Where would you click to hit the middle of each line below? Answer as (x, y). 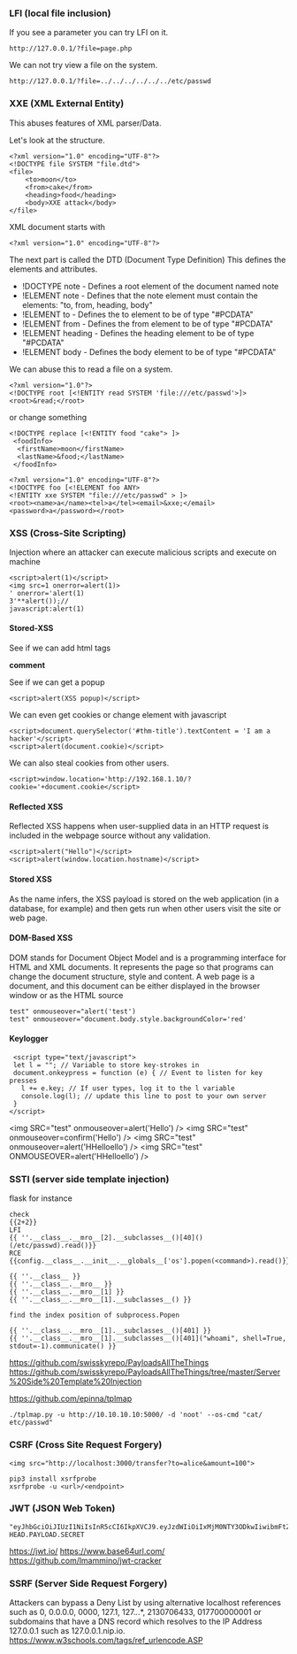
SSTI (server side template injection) (89, 1179)
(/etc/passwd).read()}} (53, 1246)
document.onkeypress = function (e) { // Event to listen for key (138, 1073)
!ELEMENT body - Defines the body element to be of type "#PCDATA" (149, 351)
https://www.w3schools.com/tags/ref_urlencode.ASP (106, 1641)
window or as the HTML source (66, 995)
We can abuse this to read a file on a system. (91, 369)
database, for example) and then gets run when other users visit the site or (145, 908)
